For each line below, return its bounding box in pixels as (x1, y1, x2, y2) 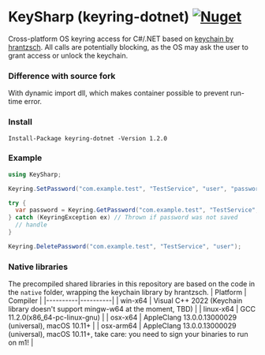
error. (24, 97, 42, 106)
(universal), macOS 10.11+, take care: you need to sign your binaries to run (8, 330, 248, 339)
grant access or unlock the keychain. (8, 50, 129, 60)
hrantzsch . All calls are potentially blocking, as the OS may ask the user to (8, 42, 248, 51)
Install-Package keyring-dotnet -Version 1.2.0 (8, 134, 168, 142)
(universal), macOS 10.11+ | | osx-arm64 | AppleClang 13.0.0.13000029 (8, 321, 237, 331)
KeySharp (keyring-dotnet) (8, 8, 190, 26)
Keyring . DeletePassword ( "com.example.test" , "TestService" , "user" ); (8, 242, 242, 250)
